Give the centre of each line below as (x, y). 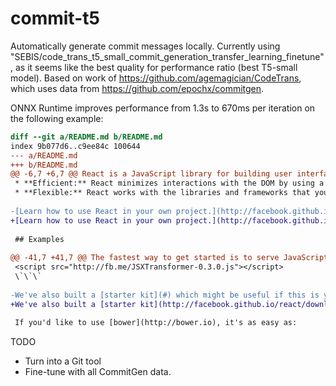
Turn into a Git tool (63, 361)
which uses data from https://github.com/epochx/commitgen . (137, 88)
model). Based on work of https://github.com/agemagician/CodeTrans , (156, 78)
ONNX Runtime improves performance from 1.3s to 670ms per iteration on (163, 108)
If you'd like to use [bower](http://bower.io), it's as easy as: (156, 323)
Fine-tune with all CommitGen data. (98, 372)
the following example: (57, 118)
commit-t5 (55, 18)
